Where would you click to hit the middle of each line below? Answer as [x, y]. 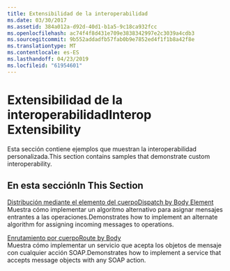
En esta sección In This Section [76, 185]
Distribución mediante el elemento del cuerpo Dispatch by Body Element [110, 202]
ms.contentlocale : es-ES [43, 53]
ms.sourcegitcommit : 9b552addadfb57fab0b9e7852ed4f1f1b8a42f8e [101, 40]
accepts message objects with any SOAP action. [77, 260]
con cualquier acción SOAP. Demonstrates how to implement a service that [114, 253]
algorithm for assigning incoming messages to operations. [91, 224]
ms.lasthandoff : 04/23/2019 [48, 59]
